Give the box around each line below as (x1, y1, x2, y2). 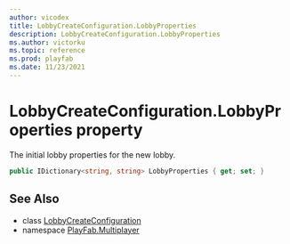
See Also (9, 191, 60, 207)
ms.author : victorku (9, 37, 86, 47)
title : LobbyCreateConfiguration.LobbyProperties (9, 21, 197, 30)
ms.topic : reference (9, 46, 86, 55)
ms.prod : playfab (9, 54, 74, 63)
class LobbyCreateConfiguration (21, 215, 141, 225)
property (76, 120, 143, 141)
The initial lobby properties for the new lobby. (9, 149, 176, 160)
